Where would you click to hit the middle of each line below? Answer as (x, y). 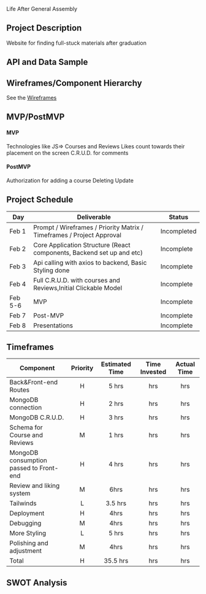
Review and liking (35, 485)
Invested (153, 372)
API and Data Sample (47, 62)
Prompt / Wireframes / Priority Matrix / (89, 227)
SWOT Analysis (37, 583)
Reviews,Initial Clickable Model (78, 287)
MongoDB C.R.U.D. (37, 417)
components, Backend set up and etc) (88, 253)
